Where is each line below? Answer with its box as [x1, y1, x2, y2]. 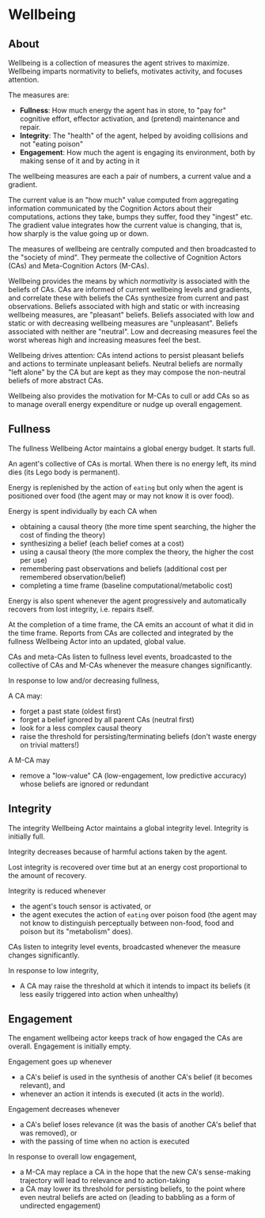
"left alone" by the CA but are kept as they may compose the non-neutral [8, 367, 246, 377]
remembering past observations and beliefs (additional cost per [19, 564, 228, 573]
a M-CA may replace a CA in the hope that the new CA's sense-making [19, 1167, 252, 1177]
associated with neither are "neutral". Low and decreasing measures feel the [8, 327, 258, 336]
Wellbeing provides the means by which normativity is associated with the [8, 276, 251, 286]
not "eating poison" [19, 139, 84, 148]
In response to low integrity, [8, 965, 99, 975]
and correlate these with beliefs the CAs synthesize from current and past [8, 293, 249, 303]
